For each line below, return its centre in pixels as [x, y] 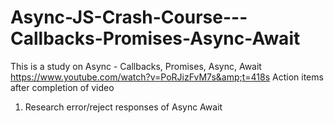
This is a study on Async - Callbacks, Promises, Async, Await [136, 66]
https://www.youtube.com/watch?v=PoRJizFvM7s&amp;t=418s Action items [167, 77]
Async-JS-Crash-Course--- [129, 17]
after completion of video [62, 87]
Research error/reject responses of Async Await [123, 107]
